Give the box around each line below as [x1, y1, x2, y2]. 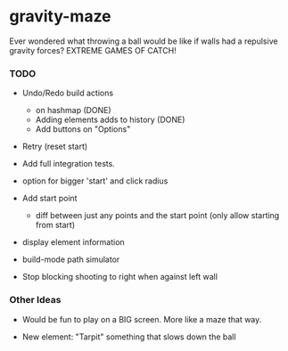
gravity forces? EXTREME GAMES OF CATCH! [9, 45, 177, 55]
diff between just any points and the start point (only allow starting [35, 210, 280, 221]
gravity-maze [9, 6, 111, 27]
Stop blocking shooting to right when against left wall [21, 272, 218, 282]
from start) [35, 220, 76, 231]
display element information [21, 237, 125, 248]
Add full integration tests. [21, 159, 116, 169]
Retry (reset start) [21, 141, 88, 152]
